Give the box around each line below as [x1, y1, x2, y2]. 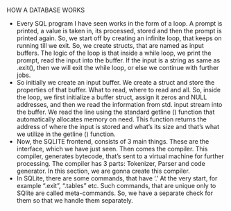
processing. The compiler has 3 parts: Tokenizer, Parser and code [16, 160, 205, 167]
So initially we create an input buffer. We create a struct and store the [16, 78, 215, 86]
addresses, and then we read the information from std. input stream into [16, 101, 223, 108]
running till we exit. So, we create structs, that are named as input [16, 42, 204, 49]
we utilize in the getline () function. [16, 130, 116, 138]
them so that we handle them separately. [16, 196, 133, 204]
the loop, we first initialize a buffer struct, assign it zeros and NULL [16, 93, 207, 101]
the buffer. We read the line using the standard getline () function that [16, 108, 215, 116]
